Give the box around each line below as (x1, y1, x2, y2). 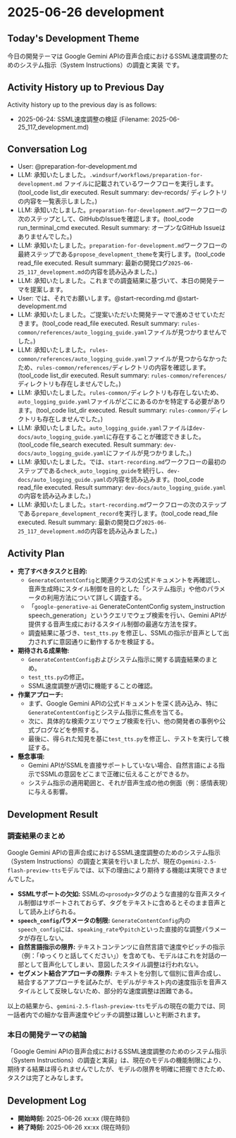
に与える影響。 (27, 787, 72, 796)
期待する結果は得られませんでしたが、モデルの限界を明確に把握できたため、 (7, 1065, 229, 1073)
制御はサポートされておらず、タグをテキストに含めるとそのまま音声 (23, 899, 221, 907)
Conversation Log (7, 143, 87, 155)
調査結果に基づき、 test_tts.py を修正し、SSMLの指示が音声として (27, 629, 223, 637)
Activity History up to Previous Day (7, 82, 164, 94)
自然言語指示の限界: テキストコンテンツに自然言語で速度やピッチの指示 (17, 943, 225, 951)
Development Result (7, 809, 99, 821)
